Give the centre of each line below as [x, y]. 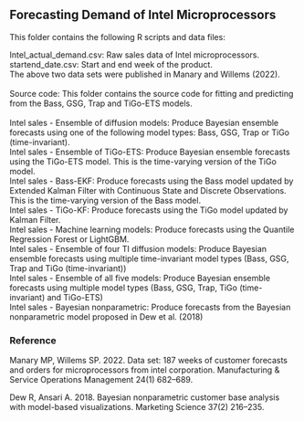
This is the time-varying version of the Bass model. [105, 200]
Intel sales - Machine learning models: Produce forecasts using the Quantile [152, 229]
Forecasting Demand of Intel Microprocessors [143, 15]
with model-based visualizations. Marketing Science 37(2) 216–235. [137, 407]
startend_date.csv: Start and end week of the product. [111, 64]
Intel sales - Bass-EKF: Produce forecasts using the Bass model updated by [152, 181]
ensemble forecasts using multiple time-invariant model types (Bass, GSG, [149, 258]
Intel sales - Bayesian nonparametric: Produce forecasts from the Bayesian [150, 307]
